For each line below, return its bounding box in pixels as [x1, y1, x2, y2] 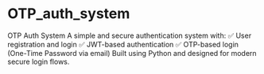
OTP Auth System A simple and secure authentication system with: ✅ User [7, 31, 252, 40]
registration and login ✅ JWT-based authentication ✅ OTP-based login [7, 39, 239, 49]
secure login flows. [7, 57, 70, 66]
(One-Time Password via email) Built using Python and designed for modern [7, 48, 257, 57]
